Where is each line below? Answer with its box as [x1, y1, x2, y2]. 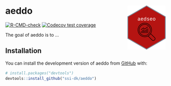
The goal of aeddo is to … [5, 32, 60, 38]
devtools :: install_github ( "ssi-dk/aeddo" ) [5, 76, 97, 81]
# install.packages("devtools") [5, 70, 74, 76]
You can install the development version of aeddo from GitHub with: [5, 60, 148, 66]
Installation [5, 46, 42, 55]
